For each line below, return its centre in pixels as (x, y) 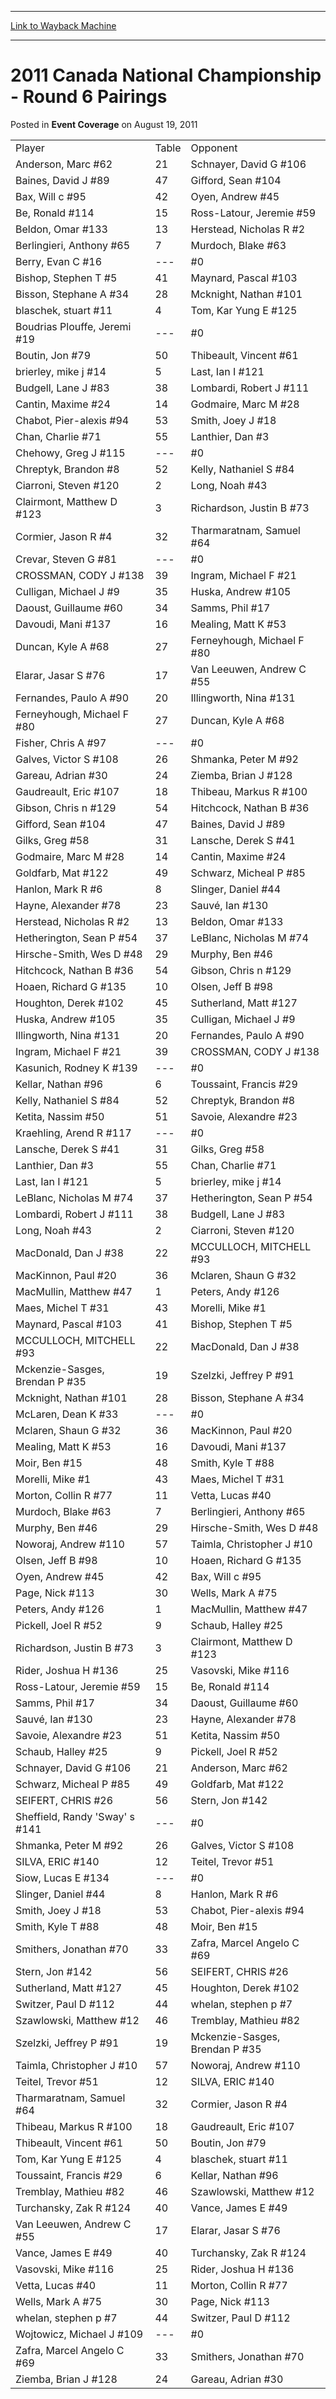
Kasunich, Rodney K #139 (76, 1068)
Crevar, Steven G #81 (66, 559)
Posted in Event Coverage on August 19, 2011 (104, 124)
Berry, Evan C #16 (59, 261)
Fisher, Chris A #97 (61, 743)
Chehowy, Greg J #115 (70, 453)
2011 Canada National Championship (166, 75)
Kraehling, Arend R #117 (73, 1133)
